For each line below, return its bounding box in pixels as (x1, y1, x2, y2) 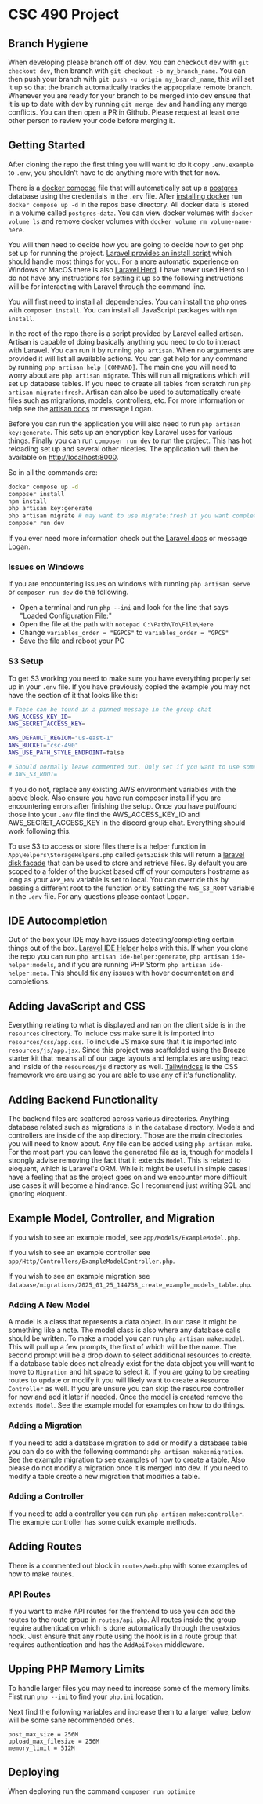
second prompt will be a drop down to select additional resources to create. (8, 1350, 253, 1360)
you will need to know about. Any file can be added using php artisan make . (8, 1139, 253, 1148)
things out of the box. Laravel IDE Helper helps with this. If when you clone (8, 944, 249, 953)
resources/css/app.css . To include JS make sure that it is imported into (8, 1037, 237, 1046)
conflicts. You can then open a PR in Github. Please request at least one (8, 108, 240, 117)
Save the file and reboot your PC (19, 636, 125, 645)
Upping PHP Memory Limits (8, 1663, 146, 1676)
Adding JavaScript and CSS (8, 999, 146, 1013)
